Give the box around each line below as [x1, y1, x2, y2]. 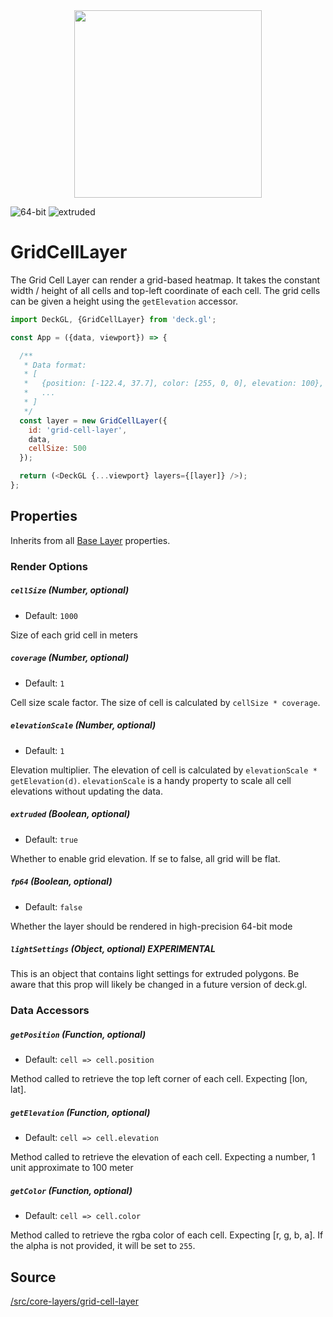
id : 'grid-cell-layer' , [28, 425, 128, 435]
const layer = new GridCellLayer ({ [19, 415, 168, 426]
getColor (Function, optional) [10, 1184, 133, 1196]
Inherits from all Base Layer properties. [10, 534, 171, 546]
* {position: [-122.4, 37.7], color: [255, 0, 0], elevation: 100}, [23, 379, 325, 389]
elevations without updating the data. [10, 785, 163, 797]
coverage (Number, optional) [10, 652, 130, 664]
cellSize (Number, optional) [10, 584, 130, 596]
